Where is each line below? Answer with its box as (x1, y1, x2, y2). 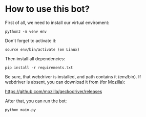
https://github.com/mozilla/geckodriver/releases (5, 88, 103, 94)
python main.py (5, 107, 36, 112)
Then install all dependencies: (5, 55, 65, 62)
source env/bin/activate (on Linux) (5, 47, 80, 52)
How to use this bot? (5, 3, 90, 15)
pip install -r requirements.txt (5, 65, 73, 70)
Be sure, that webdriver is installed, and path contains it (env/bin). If (5, 73, 142, 79)
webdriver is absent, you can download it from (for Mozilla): (5, 79, 125, 85)
